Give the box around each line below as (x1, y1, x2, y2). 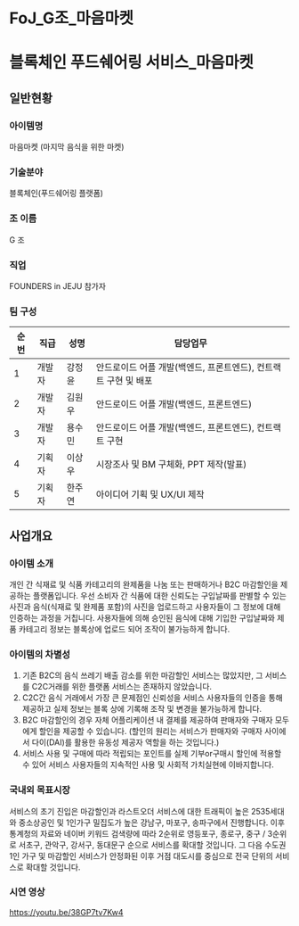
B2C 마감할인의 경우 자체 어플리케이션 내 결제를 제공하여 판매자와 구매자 (21, 715, 273, 725)
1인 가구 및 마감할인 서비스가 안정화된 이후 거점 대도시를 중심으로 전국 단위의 (9, 850, 274, 861)
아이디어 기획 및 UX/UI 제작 (96, 488, 205, 500)
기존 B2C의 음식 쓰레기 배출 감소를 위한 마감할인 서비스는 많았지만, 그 (21, 670, 263, 681)
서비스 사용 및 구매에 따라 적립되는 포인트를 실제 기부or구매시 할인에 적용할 (21, 748, 282, 759)
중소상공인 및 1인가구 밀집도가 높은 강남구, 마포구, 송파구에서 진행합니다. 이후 (18, 817, 286, 828)
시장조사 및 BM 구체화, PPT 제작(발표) (96, 459, 247, 471)
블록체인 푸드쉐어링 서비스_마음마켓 (9, 53, 254, 72)
